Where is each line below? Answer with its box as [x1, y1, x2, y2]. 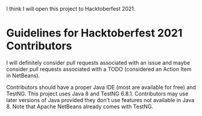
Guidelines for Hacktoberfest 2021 [6, 27, 183, 40]
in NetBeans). [6, 72, 40, 79]
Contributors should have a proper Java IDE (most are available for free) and [6, 83, 196, 91]
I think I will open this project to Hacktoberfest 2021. [6, 5, 136, 12]
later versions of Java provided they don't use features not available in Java [6, 96, 195, 103]
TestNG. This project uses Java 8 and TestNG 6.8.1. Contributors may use [6, 90, 189, 97]
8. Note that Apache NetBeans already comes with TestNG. [6, 103, 154, 110]
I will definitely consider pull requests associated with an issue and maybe [6, 59, 191, 66]
